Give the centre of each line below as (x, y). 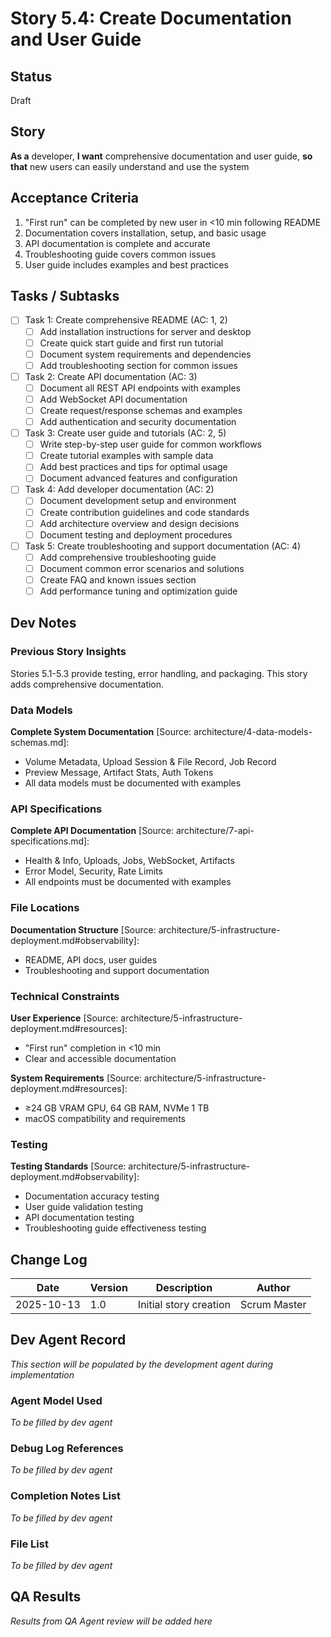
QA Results (46, 1597)
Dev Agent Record (68, 1340)
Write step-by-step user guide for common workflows (150, 444)
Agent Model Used (56, 1400)
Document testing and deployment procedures (136, 534)
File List (29, 1544)
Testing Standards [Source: (68, 1166)
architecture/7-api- (215, 831)
